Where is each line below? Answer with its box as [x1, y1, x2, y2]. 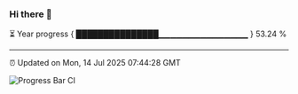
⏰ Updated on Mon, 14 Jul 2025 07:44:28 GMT [9, 58, 182, 68]
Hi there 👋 [9, 8, 53, 20]
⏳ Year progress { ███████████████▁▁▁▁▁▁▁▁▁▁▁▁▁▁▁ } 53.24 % [9, 28, 287, 39]
